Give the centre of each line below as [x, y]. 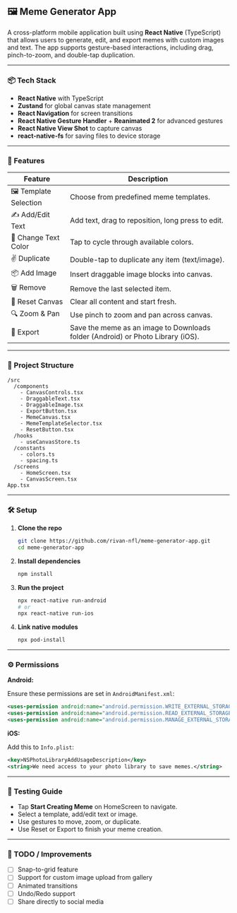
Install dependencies [49, 561]
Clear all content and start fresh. [123, 302]
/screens [26, 466]
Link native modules [48, 627]
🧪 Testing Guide [35, 791]
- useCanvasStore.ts [50, 442]
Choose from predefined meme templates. [140, 196]
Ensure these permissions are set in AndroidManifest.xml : [91, 694]
